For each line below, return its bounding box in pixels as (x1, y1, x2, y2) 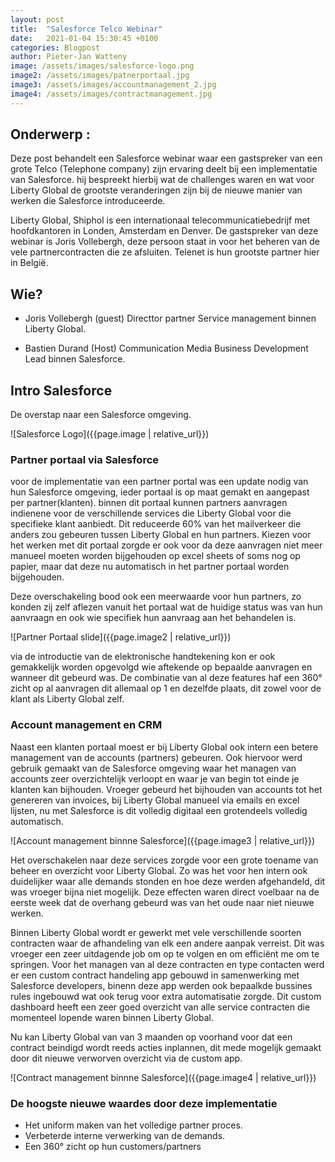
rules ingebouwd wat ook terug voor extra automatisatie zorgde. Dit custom (10, 990, 322, 1002)
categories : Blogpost (10, 42, 101, 53)
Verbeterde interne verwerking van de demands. (24, 1129, 226, 1141)
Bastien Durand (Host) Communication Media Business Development (24, 342, 309, 355)
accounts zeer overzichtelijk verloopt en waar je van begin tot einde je (10, 772, 300, 785)
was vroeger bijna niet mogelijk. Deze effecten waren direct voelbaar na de (10, 886, 320, 898)
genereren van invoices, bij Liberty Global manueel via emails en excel (10, 794, 300, 806)
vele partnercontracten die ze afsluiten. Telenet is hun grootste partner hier (10, 246, 320, 258)
